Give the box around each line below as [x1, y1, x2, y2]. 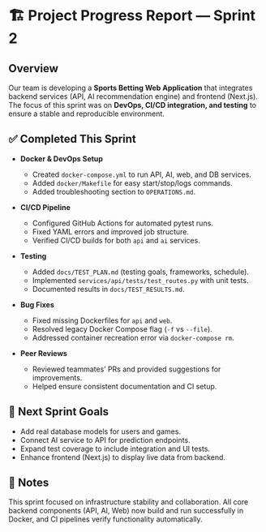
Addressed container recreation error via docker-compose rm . [32, 332, 235, 342]
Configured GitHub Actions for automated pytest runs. [32, 218, 213, 228]
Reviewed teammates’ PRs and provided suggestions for [32, 364, 221, 374]
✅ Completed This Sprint [8, 132, 136, 146]
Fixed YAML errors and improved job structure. [32, 226, 189, 236]
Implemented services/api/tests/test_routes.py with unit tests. [32, 275, 249, 285]
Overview [8, 62, 59, 75]
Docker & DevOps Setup [19, 153, 104, 163]
